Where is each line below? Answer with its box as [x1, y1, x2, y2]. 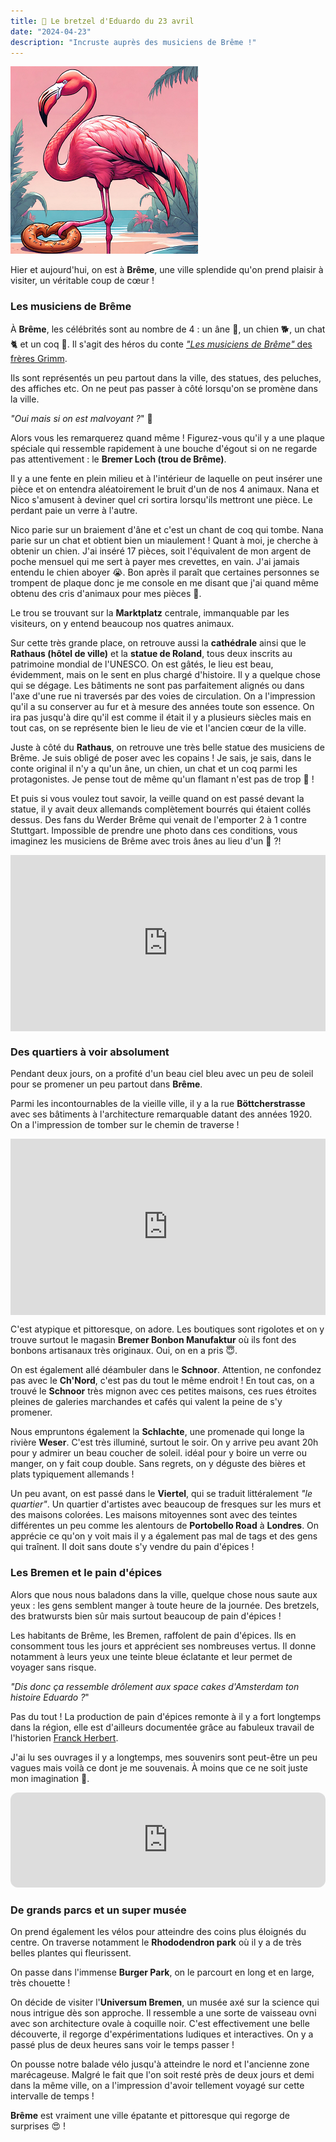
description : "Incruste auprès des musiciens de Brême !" [10, 37, 257, 47]
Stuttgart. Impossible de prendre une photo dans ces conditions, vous [10, 824, 298, 836]
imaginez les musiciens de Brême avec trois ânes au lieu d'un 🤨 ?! [10, 835, 282, 847]
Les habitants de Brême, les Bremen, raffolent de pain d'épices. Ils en [10, 1629, 297, 1641]
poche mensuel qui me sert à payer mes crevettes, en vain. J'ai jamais [10, 555, 300, 567]
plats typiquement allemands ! [10, 1468, 135, 1480]
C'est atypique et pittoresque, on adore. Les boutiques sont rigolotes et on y [10, 1323, 325, 1335]
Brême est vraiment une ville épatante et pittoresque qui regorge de [10, 2110, 290, 2122]
